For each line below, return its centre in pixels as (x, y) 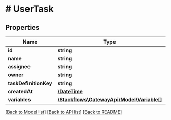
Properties (22, 28)
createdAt (20, 91)
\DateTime (70, 91)
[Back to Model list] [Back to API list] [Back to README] (64, 112)
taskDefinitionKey (30, 83)
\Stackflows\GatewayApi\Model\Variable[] (110, 99)
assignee (19, 67)
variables (19, 99)
